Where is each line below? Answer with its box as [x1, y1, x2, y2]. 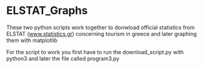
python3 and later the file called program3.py [6, 55, 120, 62]
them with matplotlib [6, 36, 58, 44]
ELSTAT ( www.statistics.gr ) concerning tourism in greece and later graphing [6, 30, 198, 37]
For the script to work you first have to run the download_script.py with [6, 48, 184, 55]
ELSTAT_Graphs [6, 4, 88, 18]
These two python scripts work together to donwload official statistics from [6, 24, 195, 31]
